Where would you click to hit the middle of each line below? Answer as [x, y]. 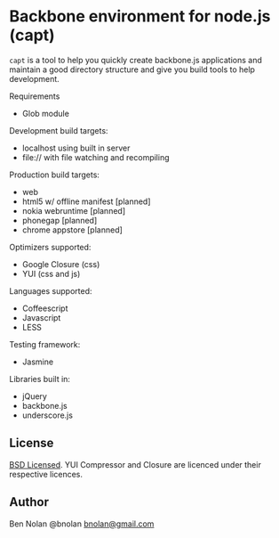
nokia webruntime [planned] [74, 210]
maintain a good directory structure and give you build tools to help [132, 69]
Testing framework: [45, 344]
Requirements [35, 96]
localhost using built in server [76, 148]
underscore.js [48, 415]
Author [29, 502]
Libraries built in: [40, 379]
